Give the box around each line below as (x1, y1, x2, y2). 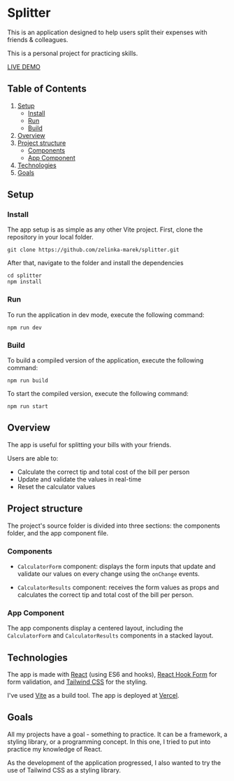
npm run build (7, 377, 49, 384)
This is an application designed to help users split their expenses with (7, 28, 207, 36)
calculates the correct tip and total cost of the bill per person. (17, 590, 194, 599)
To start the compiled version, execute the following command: (7, 390, 189, 398)
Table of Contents (7, 83, 87, 95)
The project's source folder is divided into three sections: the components (7, 521, 221, 530)
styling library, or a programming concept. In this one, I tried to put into (7, 737, 211, 746)
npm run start (7, 403, 49, 410)
